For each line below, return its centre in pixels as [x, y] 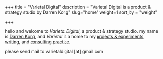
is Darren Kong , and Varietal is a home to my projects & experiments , [75, 37]
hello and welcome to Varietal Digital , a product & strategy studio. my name [82, 31]
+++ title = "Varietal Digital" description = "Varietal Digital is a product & [78, 7]
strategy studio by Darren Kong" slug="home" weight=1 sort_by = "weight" [81, 12]
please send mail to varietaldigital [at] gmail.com [54, 51]
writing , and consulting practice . [38, 42]
